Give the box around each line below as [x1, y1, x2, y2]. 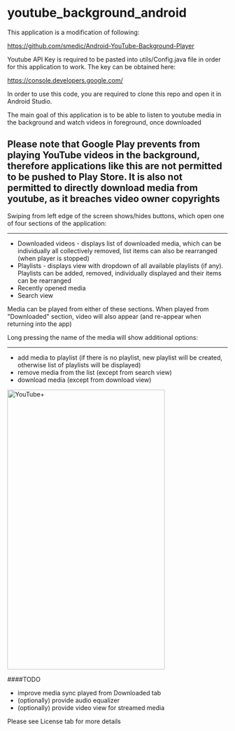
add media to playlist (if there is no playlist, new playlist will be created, [17, 353, 222, 362]
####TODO [7, 675, 41, 683]
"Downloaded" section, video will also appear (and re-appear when [7, 312, 201, 320]
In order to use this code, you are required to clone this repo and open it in [7, 90, 222, 98]
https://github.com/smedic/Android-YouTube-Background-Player [7, 41, 194, 50]
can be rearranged [17, 276, 72, 285]
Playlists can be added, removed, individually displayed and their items [17, 269, 222, 277]
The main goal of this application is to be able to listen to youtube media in [7, 111, 222, 119]
